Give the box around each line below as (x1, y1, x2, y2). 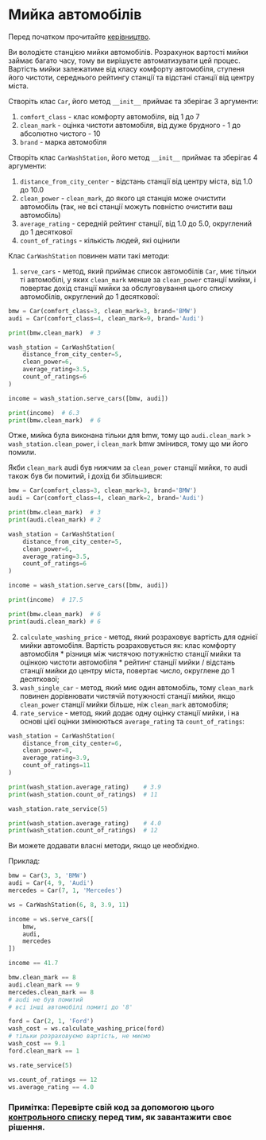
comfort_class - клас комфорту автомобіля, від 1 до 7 (19, 111, 200, 121)
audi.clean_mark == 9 (8, 980, 80, 989)
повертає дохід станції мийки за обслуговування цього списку (19, 283, 233, 293)
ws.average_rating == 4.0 (8, 1083, 94, 1091)
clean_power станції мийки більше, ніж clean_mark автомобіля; (19, 700, 229, 709)
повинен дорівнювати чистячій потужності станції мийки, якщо (19, 691, 236, 700)
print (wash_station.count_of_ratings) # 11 (8, 790, 158, 798)
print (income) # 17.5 (8, 596, 83, 604)
